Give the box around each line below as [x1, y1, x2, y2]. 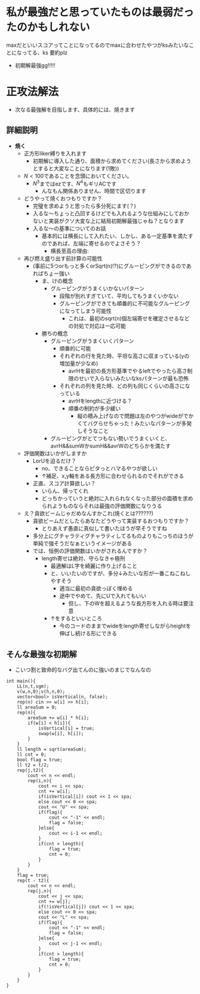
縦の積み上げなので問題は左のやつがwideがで [77, 412, 189, 420]
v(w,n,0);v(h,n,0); [17, 689, 66, 695]
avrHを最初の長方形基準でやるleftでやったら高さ [68, 367, 187, 375]
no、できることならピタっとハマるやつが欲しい [41, 465, 158, 472]
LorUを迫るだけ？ [32, 457, 76, 465]
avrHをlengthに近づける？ [68, 397, 133, 405]
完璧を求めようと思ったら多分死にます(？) [32, 202, 136, 210]
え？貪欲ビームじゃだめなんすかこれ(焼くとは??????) [23, 510, 154, 517]
